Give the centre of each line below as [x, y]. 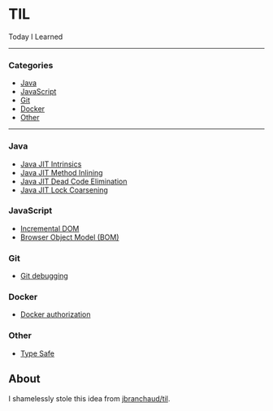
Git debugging [44, 276]
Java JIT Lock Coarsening [64, 190]
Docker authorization [55, 314]
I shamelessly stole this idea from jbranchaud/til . [89, 398]
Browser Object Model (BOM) [69, 237]
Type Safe [37, 353]
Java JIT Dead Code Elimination [74, 181]
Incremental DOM [50, 228]
